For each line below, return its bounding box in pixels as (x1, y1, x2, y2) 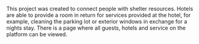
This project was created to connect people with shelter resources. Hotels (6, 5, 193, 12)
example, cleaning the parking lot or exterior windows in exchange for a (6, 18, 188, 25)
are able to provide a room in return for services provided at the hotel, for (6, 11, 191, 19)
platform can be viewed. (6, 31, 67, 38)
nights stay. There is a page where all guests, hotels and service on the (6, 24, 186, 31)
